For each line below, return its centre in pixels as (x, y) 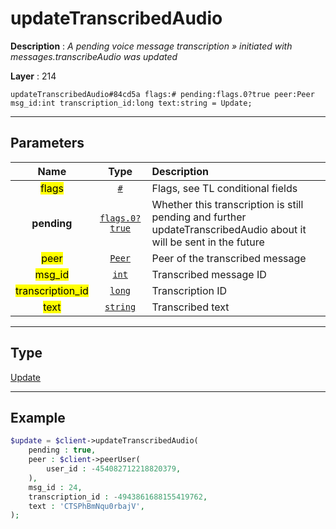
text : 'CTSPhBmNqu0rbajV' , (86, 506)
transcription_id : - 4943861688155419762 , (118, 497)
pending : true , (62, 450)
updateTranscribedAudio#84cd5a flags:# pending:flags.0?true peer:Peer (162, 94)
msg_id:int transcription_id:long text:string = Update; (131, 103)
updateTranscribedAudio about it (229, 229)
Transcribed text (190, 307)
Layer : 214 (33, 76)
